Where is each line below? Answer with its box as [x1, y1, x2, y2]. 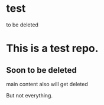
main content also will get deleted [6, 80, 89, 87]
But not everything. [6, 92, 53, 99]
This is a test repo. [6, 42, 99, 55]
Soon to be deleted [6, 65, 77, 75]
